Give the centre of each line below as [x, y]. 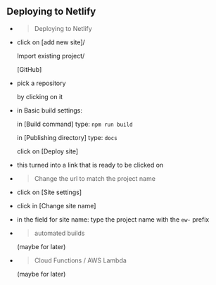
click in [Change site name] [56, 205]
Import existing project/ [51, 56]
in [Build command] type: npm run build [75, 124]
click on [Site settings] [49, 192]
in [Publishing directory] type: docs [67, 137]
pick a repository [41, 83]
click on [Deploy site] [47, 151]
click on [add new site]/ [51, 42]
